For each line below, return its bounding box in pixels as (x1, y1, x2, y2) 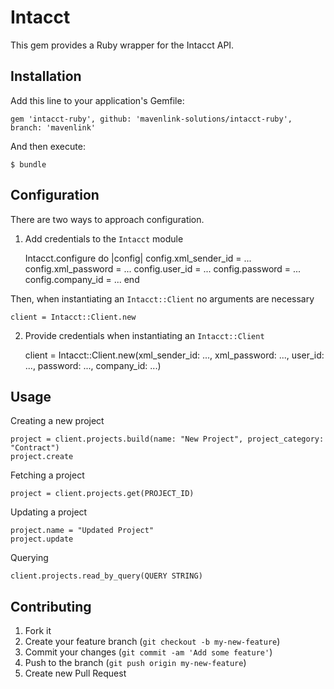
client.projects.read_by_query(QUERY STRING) (10, 571, 203, 581)
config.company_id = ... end (24, 273, 140, 285)
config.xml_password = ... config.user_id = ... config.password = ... (24, 262, 302, 275)
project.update (10, 534, 74, 545)
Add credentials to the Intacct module (24, 232, 184, 245)
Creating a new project (10, 415, 105, 427)
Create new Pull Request (24, 667, 127, 680)
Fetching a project (10, 469, 85, 481)
